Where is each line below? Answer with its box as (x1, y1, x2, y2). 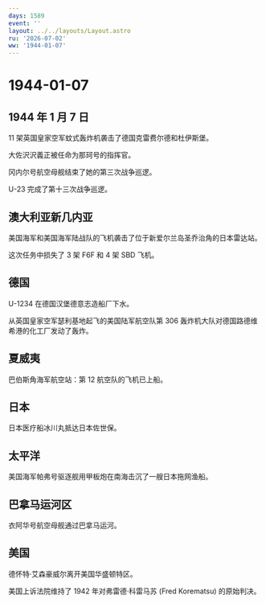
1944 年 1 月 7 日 (8, 110, 90, 124)
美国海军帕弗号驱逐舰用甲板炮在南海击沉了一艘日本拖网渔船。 (8, 472, 213, 482)
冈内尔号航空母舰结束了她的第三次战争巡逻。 (8, 167, 157, 177)
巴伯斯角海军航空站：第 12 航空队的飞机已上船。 (8, 375, 168, 384)
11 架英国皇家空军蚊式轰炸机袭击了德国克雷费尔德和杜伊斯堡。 (8, 133, 214, 143)
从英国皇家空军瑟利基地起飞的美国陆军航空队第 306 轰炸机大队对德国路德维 (8, 315, 259, 326)
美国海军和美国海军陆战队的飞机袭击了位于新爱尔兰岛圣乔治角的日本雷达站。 (8, 232, 262, 242)
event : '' (8, 19, 42, 27)
